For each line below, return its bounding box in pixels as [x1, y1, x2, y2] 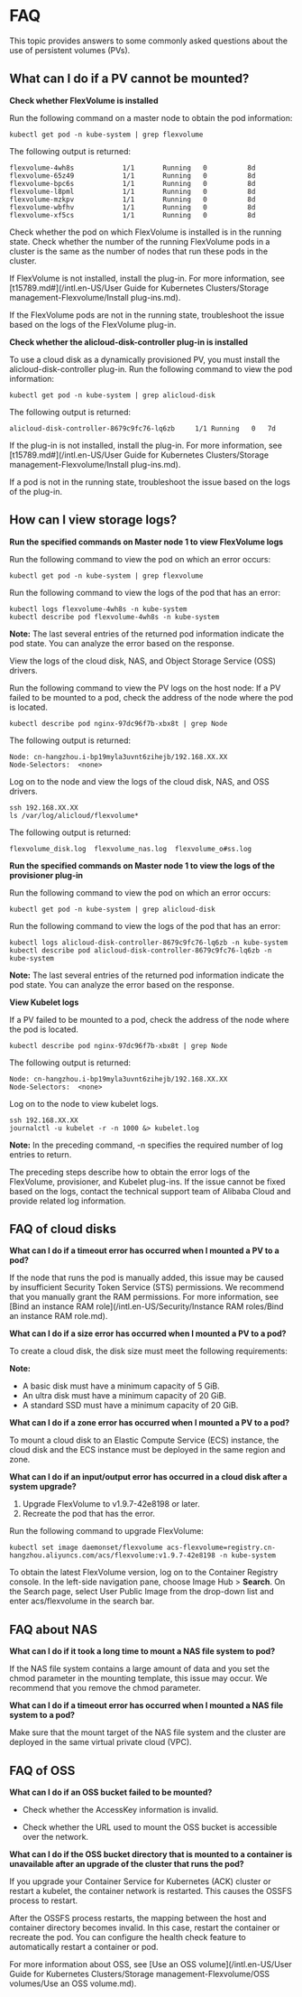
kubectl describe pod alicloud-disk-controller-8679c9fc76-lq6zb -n [9, 945, 272, 955]
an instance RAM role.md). [9, 1311, 108, 1322]
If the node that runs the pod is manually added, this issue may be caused [9, 1272, 284, 1283]
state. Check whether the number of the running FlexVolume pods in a [9, 236, 270, 246]
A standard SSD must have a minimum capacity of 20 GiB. [22, 1400, 239, 1411]
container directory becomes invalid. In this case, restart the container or [9, 1922, 280, 1933]
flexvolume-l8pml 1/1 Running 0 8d [9, 187, 256, 196]
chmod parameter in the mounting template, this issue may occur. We [9, 1673, 268, 1684]
